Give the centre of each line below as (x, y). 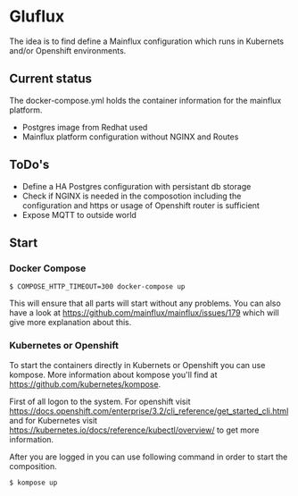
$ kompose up (33, 483)
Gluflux (37, 17)
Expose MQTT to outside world (79, 214)
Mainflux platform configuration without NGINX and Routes (130, 137)
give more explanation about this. (70, 323)
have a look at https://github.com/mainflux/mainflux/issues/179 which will (144, 313)
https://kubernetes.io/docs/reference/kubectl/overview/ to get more (134, 430)
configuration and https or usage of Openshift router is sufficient (141, 205)
